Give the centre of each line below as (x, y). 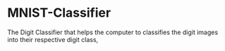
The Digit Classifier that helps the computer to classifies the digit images (113, 32)
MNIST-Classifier (59, 13)
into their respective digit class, (53, 39)
